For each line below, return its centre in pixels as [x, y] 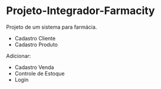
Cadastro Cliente [35, 38]
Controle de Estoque [40, 73]
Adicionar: [19, 56]
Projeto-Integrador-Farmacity [80, 11]
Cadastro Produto [36, 44]
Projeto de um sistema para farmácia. [52, 27]
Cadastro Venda [34, 67]
